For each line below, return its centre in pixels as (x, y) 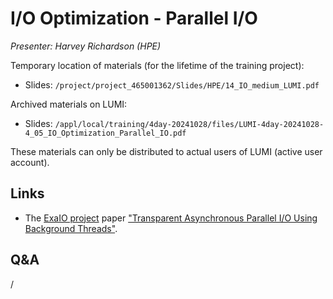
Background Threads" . (71, 228)
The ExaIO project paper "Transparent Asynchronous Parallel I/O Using (171, 218)
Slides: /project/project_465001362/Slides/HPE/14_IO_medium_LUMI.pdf (172, 84)
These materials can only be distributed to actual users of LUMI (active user (166, 151)
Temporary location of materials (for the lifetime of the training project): (157, 65)
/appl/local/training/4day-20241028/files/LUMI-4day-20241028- (189, 124)
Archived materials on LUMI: (69, 104)
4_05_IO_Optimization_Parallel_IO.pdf (105, 133)
